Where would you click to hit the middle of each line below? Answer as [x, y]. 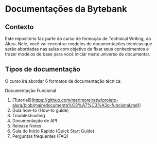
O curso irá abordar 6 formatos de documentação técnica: [63, 81]
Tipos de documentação [43, 69]
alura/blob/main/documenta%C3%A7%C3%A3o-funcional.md [75, 105]
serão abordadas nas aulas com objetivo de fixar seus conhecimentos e [77, 49]
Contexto [19, 27]
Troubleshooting [28, 115]
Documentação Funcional [31, 90]
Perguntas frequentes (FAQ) [40, 136]
